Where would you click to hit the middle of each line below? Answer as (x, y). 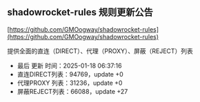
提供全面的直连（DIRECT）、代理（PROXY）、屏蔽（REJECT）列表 (100, 51)
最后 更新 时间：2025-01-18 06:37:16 (69, 65)
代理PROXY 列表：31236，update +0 (70, 83)
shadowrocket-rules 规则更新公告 (80, 12)
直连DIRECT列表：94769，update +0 (70, 74)
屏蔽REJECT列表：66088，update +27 (72, 91)
